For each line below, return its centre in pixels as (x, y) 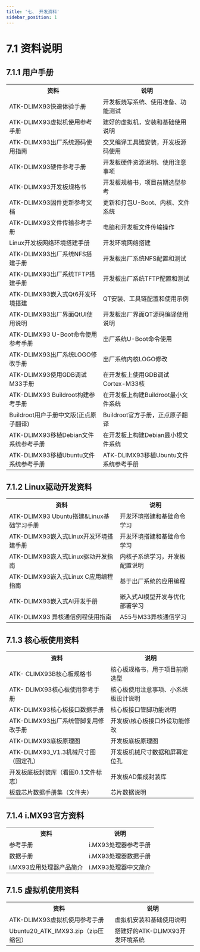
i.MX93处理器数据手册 (120, 856)
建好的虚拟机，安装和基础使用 (145, 122)
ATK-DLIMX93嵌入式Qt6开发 (50, 294)
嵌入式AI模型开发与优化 (153, 597)
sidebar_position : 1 (32, 17)
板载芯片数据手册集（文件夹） (51, 792)
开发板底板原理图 (135, 741)
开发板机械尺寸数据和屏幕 (146, 752)
